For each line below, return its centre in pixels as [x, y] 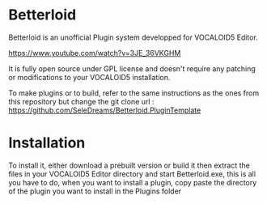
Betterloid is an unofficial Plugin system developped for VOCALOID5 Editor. [133, 37]
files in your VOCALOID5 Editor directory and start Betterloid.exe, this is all [132, 174]
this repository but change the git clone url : [81, 101]
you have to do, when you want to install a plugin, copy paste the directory [133, 182]
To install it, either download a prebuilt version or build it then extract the [129, 165]
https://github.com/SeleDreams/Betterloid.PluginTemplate [105, 110]
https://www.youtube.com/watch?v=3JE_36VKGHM [95, 53]
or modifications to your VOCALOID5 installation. [89, 77]
